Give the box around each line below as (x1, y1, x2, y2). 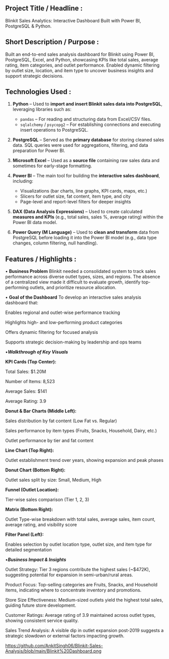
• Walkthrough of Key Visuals (5, 349, 68, 355)
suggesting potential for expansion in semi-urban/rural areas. (5, 572, 133, 578)
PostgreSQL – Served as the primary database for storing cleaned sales (12, 137, 164, 143)
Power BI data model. (12, 219, 57, 226)
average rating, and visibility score (5, 522, 77, 528)
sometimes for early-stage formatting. (12, 163, 92, 169)
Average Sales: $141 (5, 388, 47, 394)
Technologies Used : (5, 87, 71, 96)
